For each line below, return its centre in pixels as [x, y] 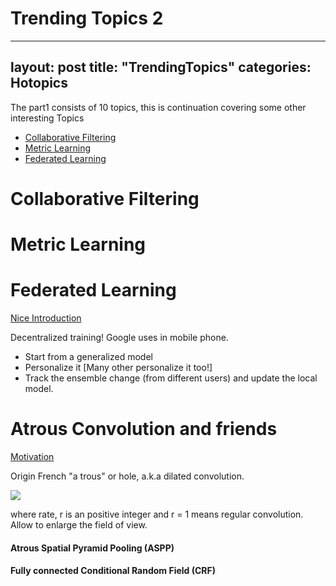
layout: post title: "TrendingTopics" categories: [161, 67]
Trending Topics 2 [87, 18]
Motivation [32, 456]
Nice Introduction [46, 318]
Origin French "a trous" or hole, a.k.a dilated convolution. [127, 476]
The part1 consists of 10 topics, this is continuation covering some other [158, 107]
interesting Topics [47, 118]
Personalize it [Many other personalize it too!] [118, 368]
